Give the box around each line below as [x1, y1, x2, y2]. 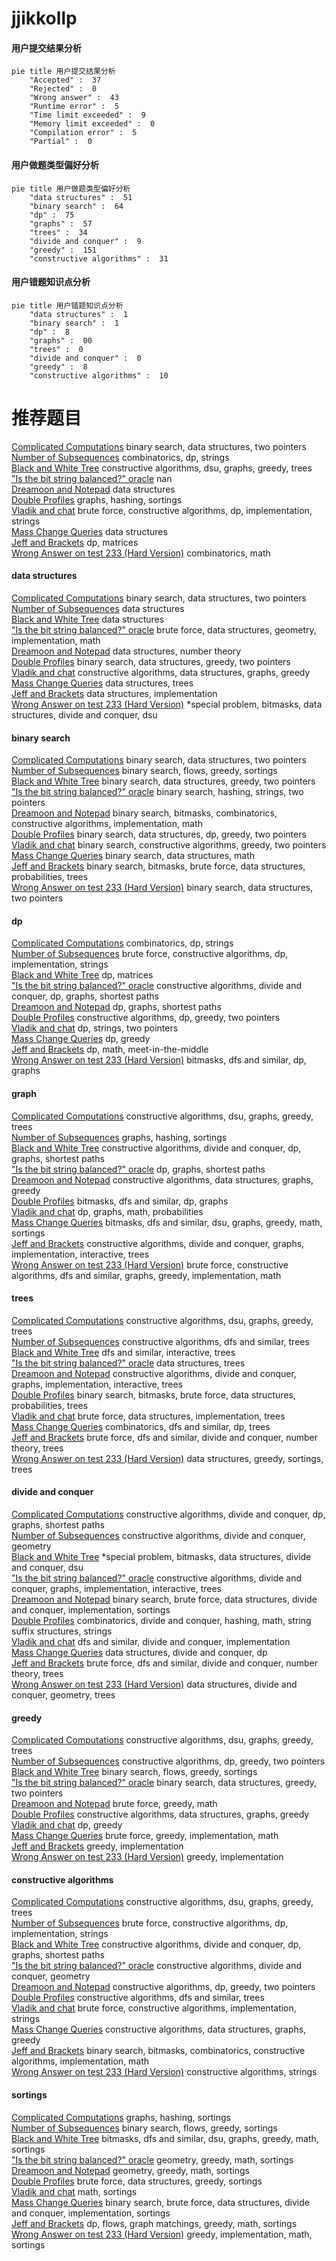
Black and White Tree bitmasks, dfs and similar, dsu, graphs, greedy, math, [11, 2132, 319, 2144]
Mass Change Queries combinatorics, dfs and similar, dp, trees [11, 1420, 271, 1432]
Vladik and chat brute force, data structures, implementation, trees [11, 1410, 286, 1422]
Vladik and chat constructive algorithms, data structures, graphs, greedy [11, 666, 311, 678]
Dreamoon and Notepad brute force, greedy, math [11, 1798, 218, 1810]
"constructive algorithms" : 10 [29, 370, 169, 381]
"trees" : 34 [29, 227, 88, 237]
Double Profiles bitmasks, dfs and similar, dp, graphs [11, 1195, 229, 1207]
